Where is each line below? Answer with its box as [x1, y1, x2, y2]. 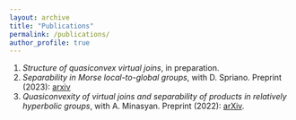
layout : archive [9, 13, 70, 22]
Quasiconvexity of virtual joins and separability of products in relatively [22, 91, 287, 102]
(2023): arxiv [22, 81, 71, 92]
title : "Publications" [9, 21, 94, 30]
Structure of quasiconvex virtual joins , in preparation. [22, 63, 220, 73]
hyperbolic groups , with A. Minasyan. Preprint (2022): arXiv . [22, 100, 245, 112]
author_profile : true [9, 38, 91, 47]
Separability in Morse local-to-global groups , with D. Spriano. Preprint [22, 73, 283, 83]
